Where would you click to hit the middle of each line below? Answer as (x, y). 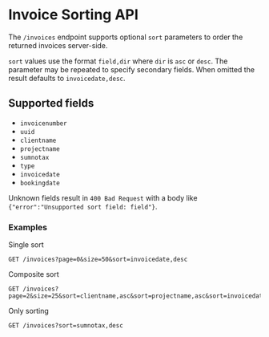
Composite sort (34, 274)
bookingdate (40, 183)
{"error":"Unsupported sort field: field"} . (83, 206)
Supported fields (51, 103)
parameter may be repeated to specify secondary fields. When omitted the (131, 69)
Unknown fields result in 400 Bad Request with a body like (103, 197)
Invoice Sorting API (73, 15)
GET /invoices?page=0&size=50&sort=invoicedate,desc (98, 260)
